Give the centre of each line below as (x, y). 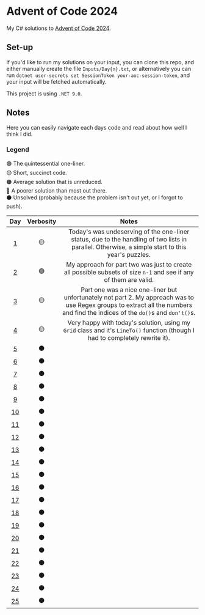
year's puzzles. (129, 254)
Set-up (20, 47)
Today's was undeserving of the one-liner (129, 232)
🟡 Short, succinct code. (37, 172)
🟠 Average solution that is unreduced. (54, 182)
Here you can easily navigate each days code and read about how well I (97, 127)
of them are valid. (129, 279)
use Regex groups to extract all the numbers (129, 305)
